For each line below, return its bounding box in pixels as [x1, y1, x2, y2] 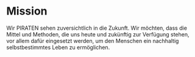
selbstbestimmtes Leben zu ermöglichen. [6, 44, 110, 51]
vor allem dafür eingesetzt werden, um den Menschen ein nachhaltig [6, 37, 179, 44]
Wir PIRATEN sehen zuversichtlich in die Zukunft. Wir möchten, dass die [6, 24, 188, 32]
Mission [6, 4, 48, 18]
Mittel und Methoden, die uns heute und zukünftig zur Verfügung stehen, [6, 30, 190, 38]
